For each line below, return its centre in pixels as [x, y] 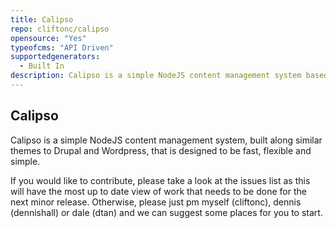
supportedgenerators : [55, 57]
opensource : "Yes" [48, 38]
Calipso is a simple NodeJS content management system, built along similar [166, 140]
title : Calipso [42, 19]
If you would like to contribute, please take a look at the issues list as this [160, 180]
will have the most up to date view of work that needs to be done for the [158, 191]
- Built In [42, 66]
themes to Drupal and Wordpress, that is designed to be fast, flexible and [161, 150]
